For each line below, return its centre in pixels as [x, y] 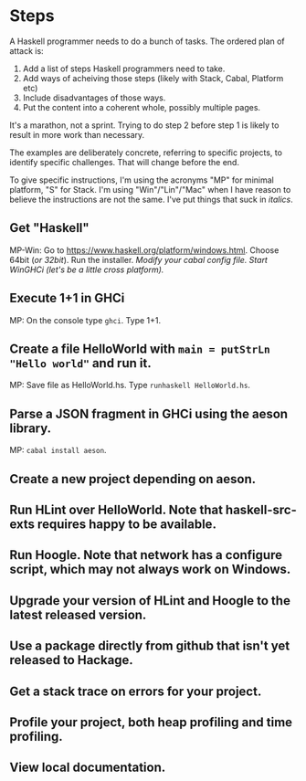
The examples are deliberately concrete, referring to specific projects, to [146, 153]
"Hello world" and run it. [81, 363]
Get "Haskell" [49, 228]
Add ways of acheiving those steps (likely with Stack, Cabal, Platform [153, 78]
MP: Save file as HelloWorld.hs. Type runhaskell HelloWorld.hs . [130, 385]
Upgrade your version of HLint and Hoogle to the [150, 601]
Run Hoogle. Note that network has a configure [146, 555]
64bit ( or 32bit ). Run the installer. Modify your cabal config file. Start [138, 259]
